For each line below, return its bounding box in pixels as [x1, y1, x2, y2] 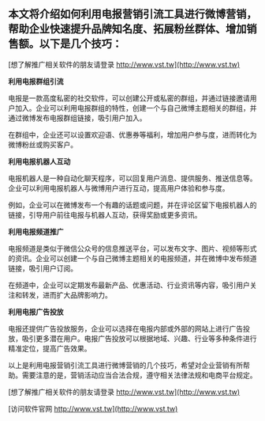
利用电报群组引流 [8, 76, 64, 85]
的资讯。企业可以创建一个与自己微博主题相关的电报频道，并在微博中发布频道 [8, 253, 257, 263]
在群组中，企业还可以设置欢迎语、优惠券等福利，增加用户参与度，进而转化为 [8, 130, 257, 139]
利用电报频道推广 [8, 226, 64, 236]
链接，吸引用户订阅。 [8, 264, 77, 273]
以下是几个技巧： [39, 37, 122, 51]
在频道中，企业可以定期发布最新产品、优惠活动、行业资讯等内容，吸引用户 [8, 280, 250, 290]
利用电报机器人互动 [8, 157, 71, 166]
